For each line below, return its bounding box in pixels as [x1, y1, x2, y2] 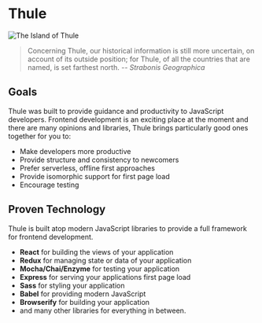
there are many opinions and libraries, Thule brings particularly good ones [8, 123, 249, 132]
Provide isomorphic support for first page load [19, 171, 171, 181]
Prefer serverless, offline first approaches [19, 163, 156, 173]
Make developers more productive [19, 146, 131, 156]
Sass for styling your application [19, 281, 125, 290]
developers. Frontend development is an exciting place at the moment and [8, 115, 249, 124]
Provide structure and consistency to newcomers [19, 155, 179, 164]
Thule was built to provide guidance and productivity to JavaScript [8, 106, 224, 116]
